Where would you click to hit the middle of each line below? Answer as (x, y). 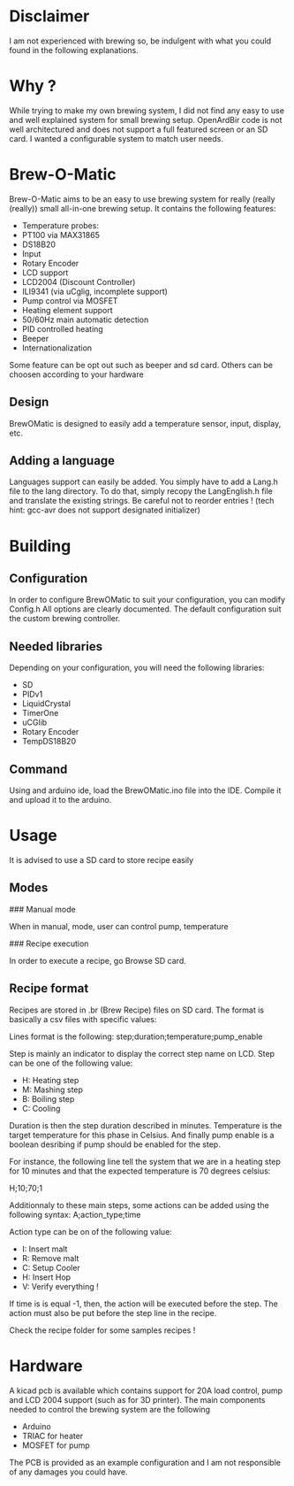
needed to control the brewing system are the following (109, 1409)
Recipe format (49, 989)
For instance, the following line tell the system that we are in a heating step (145, 1161)
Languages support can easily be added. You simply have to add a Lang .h (143, 482)
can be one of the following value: (71, 1063)
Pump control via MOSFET (70, 300)
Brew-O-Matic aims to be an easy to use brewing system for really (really (142, 199)
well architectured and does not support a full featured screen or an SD (139, 129)
